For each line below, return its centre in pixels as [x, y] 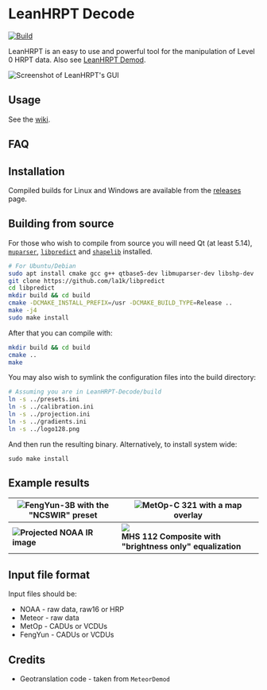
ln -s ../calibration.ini [51, 407]
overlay [188, 515]
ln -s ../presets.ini [44, 399]
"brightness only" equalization [181, 547]
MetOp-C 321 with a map [192, 506]
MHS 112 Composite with [171, 537]
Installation [37, 171]
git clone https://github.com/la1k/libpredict [87, 281]
